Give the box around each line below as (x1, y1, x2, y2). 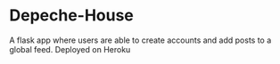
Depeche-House (9, 5, 134, 26)
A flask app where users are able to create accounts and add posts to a (9, 35, 272, 45)
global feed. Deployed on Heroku (9, 44, 131, 54)
